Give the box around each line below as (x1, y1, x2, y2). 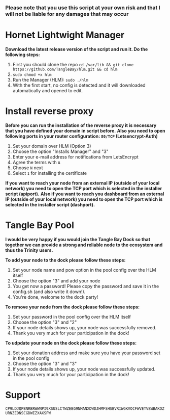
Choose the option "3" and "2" (12, 319, 77, 325)
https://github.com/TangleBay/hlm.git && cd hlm (12, 67, 118, 72)
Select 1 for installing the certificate (12, 170, 87, 176)
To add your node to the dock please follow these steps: (5, 257, 126, 263)
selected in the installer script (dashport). (5, 201, 95, 207)
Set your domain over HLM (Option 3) (12, 143, 91, 149)
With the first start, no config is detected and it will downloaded (12, 82, 146, 88)
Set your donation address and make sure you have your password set (12, 350, 161, 356)
